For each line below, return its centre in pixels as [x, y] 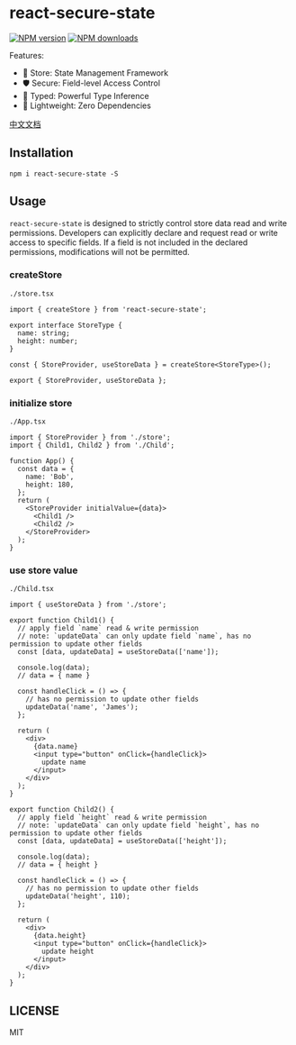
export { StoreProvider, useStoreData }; [88, 380]
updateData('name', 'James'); [82, 707]
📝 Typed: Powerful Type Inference [86, 95]
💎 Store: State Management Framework [95, 73]
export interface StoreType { [66, 325]
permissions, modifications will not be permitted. [100, 251]
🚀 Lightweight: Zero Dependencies [86, 105]
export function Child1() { [62, 621]
